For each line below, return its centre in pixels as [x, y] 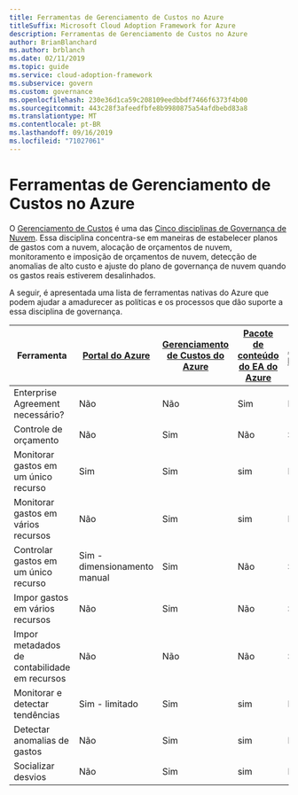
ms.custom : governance [51, 91]
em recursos [40, 678]
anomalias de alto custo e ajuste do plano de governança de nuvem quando [148, 266]
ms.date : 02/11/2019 [47, 58]
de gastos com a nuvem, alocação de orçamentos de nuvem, [121, 247]
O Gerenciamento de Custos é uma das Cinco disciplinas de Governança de [148, 228]
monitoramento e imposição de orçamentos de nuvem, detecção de [133, 256]
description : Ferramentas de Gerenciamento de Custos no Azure [129, 34]
